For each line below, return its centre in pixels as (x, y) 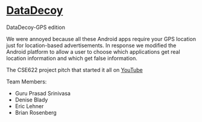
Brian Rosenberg (36, 112)
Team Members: (27, 82)
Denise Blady (31, 100)
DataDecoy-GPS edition (36, 27)
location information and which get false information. (72, 58)
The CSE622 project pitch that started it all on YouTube (74, 69)
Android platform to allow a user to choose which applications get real (93, 51)
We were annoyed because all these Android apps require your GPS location (101, 39)
